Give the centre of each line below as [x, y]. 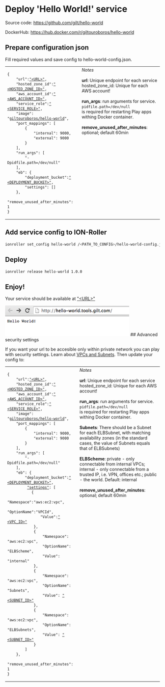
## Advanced [144, 334]
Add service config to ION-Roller [56, 233]
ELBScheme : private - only [107, 459]
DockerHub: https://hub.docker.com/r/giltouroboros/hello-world [69, 32]
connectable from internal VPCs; [112, 464]
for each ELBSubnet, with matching [115, 433]
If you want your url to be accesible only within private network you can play [82, 349]
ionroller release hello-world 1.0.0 [44, 272]
